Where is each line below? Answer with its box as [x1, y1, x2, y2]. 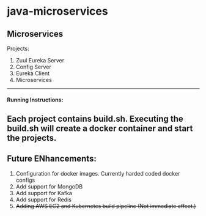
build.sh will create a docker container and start [7, 123, 193, 133]
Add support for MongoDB [15, 182, 83, 190]
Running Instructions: [7, 96, 64, 103]
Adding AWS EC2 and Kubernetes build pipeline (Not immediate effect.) [15, 202, 196, 209]
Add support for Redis [15, 196, 72, 203]
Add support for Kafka [15, 189, 73, 196]
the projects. [7, 133, 57, 143]
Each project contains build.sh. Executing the [7, 113, 184, 124]
